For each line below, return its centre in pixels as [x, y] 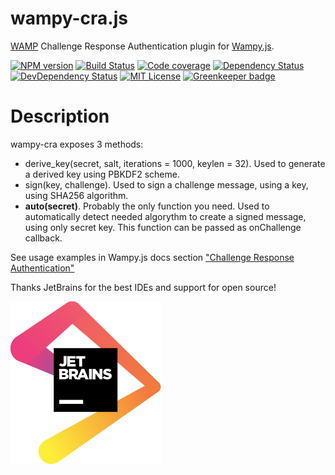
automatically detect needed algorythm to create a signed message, [165, 216]
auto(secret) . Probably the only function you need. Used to [147, 206]
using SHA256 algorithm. [76, 195]
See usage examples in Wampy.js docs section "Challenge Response [152, 257]
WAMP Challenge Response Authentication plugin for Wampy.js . [142, 46]
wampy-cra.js [69, 18]
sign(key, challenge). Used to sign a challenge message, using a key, [166, 184]
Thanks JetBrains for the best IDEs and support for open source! [143, 287]
